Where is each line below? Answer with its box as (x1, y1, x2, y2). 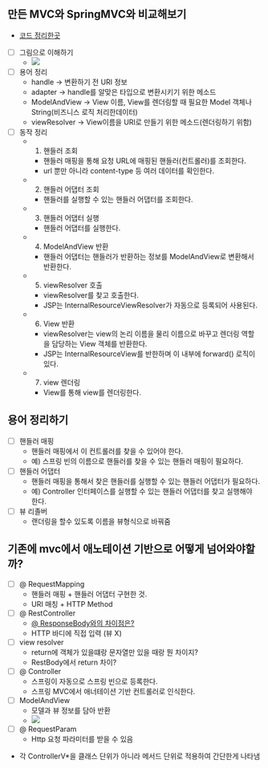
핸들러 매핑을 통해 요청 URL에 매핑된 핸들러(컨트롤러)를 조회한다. (43, 156, 246, 165)
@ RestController (18, 608, 76, 618)
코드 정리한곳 (18, 30, 61, 40)
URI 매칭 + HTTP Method (30, 599, 113, 608)
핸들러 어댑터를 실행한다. (43, 223, 121, 233)
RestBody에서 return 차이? (30, 657, 117, 667)
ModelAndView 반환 (43, 242, 109, 251)
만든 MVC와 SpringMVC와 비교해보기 (7, 7, 187, 22)
